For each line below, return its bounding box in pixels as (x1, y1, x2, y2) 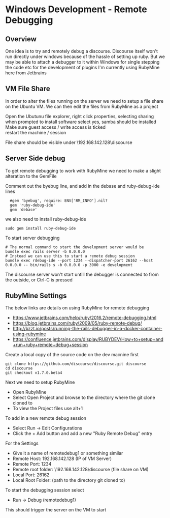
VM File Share (5, 84, 50, 93)
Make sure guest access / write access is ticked (5, 124, 106, 130)
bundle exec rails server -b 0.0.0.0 (5, 249, 85, 254)
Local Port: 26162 (12, 472, 50, 478)
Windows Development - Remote (5, 4, 147, 15)
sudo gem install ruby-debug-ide (5, 225, 76, 231)
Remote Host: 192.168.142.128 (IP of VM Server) (12, 455, 112, 462)
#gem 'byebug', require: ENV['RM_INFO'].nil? (10, 198, 108, 203)
